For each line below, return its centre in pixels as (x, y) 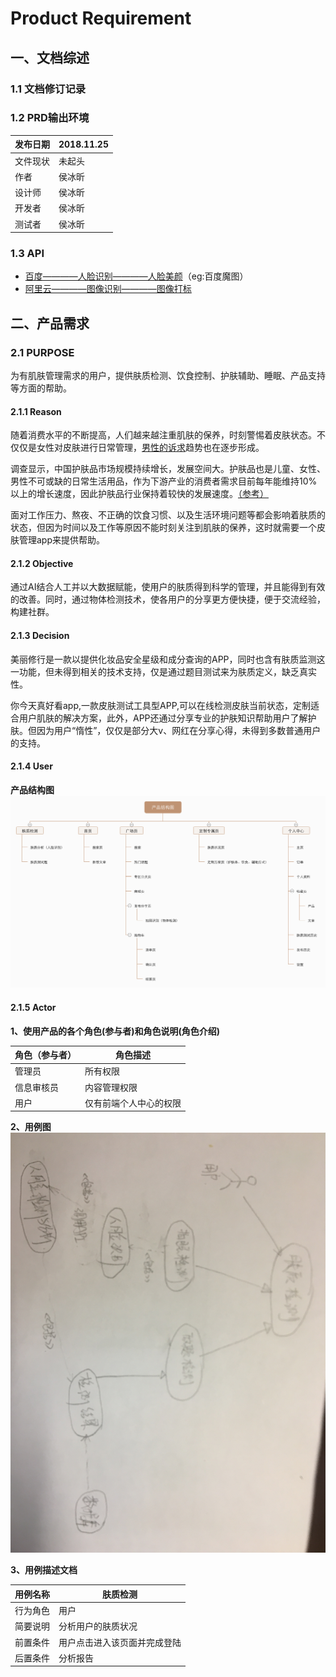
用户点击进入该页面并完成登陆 (120, 1642)
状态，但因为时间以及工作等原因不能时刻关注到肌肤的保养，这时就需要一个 (163, 528)
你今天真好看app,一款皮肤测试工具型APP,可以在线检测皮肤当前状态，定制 (161, 705)
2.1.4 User (31, 766)
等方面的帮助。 (41, 388)
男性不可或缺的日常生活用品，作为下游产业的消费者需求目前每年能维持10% (164, 481)
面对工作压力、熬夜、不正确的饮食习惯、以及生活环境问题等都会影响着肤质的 (168, 515)
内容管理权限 (111, 1087)
